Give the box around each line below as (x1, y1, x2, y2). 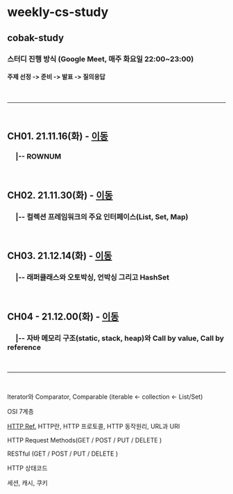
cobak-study (7, 32, 64, 44)
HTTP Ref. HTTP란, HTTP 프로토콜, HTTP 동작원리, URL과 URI (7, 422, 180, 431)
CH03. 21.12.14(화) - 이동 (7, 250, 112, 262)
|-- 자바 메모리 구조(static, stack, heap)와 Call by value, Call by (15, 333, 224, 343)
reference (7, 342, 42, 352)
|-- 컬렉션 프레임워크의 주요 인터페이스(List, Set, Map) (15, 212, 189, 221)
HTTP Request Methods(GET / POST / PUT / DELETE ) (7, 436, 162, 445)
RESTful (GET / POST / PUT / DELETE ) (7, 449, 119, 458)
